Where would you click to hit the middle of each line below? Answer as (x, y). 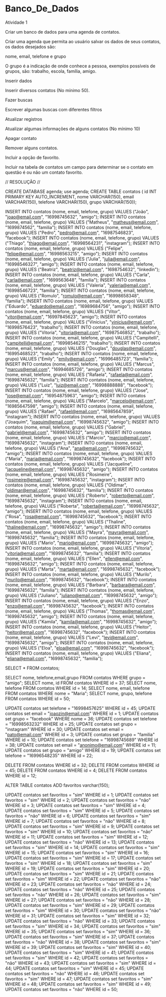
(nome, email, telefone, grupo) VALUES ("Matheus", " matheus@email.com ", (82, 222)
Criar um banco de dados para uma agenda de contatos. (63, 32)
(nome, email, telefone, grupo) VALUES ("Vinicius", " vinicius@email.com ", (80, 322)
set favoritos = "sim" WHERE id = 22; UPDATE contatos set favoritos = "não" (83, 879)
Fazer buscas (19, 100)
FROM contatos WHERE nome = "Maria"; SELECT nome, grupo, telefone (79, 693)
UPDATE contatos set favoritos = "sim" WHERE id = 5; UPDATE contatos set (82, 810)
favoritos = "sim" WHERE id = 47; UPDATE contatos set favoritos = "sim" (79, 979)
